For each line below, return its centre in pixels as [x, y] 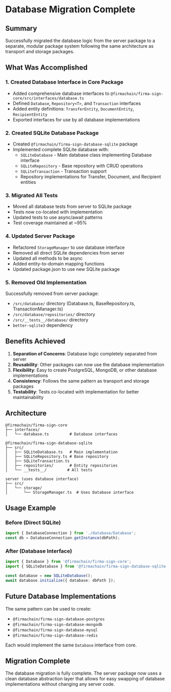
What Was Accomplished [47, 68]
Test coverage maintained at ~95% [50, 223]
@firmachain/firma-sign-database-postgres [59, 619]
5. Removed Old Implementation [46, 282]
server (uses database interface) [42, 479]
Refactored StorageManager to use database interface [69, 247]
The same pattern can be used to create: [48, 609]
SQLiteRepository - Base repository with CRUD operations [82, 165]
